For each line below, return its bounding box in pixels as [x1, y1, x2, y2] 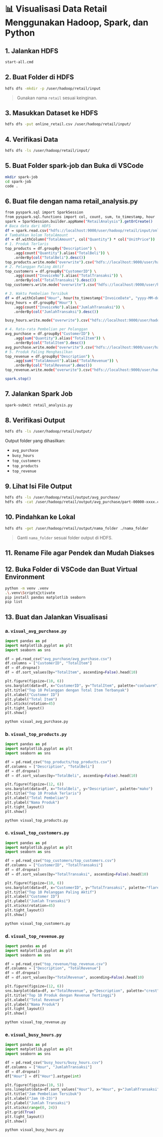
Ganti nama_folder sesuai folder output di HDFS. [16, 534, 113, 540]
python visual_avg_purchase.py [5, 719, 68, 724]
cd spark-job [5, 179, 32, 184]
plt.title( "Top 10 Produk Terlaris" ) [5, 791, 81, 796]
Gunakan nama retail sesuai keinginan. [16, 95, 98, 101]
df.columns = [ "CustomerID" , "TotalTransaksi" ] [5, 863, 103, 868]
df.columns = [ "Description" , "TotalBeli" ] [5, 764, 95, 769]
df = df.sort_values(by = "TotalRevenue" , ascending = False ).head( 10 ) [5, 975, 145, 980]
